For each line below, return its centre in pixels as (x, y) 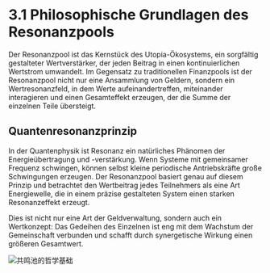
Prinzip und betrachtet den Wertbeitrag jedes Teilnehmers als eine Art (124, 185)
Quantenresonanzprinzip (73, 131)
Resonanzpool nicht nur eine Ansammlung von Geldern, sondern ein (122, 80)
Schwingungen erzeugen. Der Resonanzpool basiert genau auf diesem (126, 176)
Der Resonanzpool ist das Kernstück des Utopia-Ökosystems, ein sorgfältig (133, 54)
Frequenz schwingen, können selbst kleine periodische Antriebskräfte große (135, 168)
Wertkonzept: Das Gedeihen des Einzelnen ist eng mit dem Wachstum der (131, 226)
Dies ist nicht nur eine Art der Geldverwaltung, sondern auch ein (115, 218)
